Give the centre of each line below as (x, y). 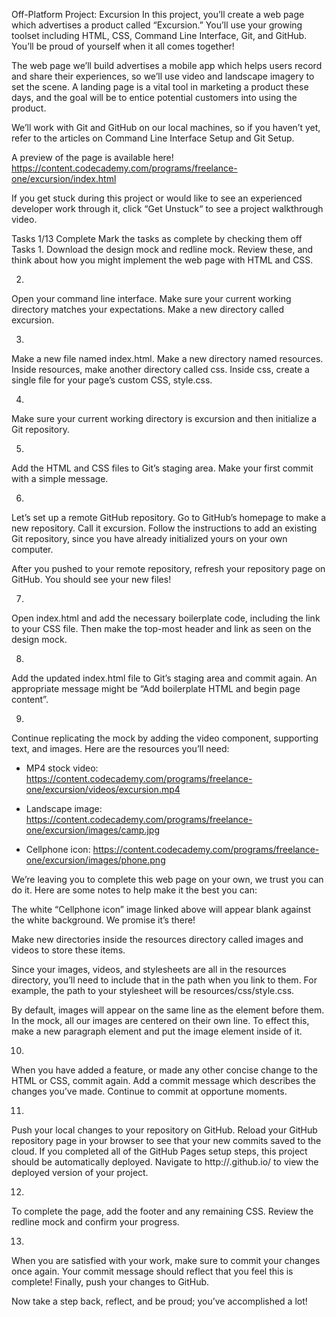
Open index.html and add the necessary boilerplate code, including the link (166, 618)
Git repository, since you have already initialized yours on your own (149, 538)
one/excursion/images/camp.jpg (92, 830)
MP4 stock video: (62, 768)
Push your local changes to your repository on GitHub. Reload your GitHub (164, 1130)
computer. (32, 549)
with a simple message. (60, 478)
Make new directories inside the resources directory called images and (157, 939)
